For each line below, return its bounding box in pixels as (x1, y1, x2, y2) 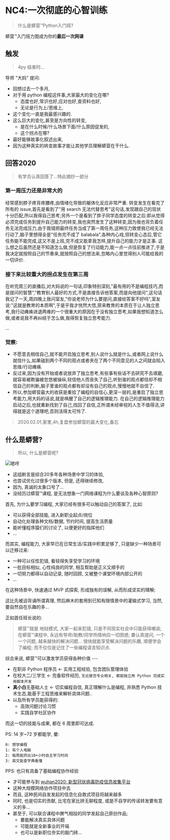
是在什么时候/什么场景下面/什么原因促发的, (20, 123, 110, 129)
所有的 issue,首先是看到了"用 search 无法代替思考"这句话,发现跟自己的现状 (5, 206, 161, 212)
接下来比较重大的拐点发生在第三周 (5, 271, 89, 278)
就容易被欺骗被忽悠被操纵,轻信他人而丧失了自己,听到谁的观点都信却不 (12, 377, 158, 383)
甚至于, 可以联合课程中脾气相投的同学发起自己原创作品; (12, 811, 128, 817)
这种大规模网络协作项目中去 (12, 785, 71, 791)
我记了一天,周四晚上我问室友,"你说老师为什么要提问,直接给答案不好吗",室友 (5, 296, 161, 302)
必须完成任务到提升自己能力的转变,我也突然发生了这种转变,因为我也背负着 (5, 219, 159, 225)
